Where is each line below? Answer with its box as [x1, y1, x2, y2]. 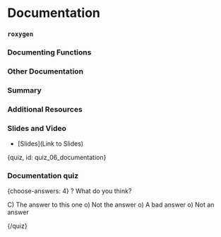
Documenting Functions [7, 47, 92, 57]
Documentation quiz [7, 171, 79, 181]
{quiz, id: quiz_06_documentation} [7, 154, 107, 162]
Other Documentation [7, 66, 83, 76]
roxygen [7, 30, 34, 38]
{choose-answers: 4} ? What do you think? [7, 187, 132, 195]
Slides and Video [7, 123, 67, 133]
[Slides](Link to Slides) [17, 139, 83, 148]
